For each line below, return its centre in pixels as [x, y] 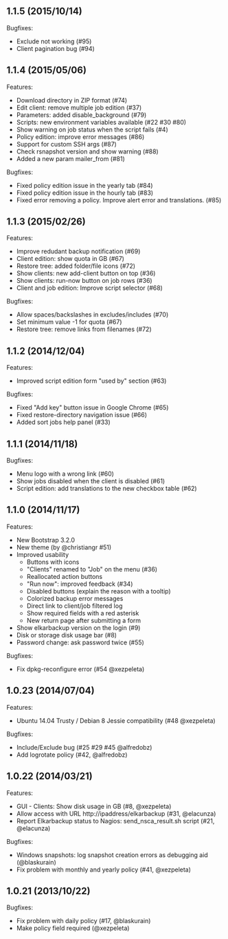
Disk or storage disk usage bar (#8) [67, 635]
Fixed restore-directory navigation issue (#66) [82, 415]
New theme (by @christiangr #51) [64, 547]
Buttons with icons [53, 562]
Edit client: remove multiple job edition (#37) [79, 107]
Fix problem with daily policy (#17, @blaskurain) [83, 921]
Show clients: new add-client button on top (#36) [86, 273]
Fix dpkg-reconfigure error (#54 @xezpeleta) [80, 669]
